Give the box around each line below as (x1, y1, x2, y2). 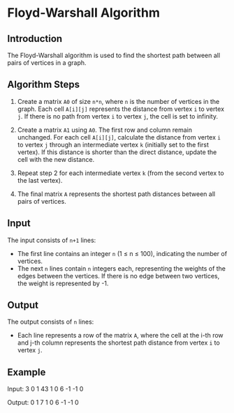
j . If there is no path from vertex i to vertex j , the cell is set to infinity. (17, 112, 219, 120)
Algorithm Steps (7, 79, 80, 91)
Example (7, 366, 46, 378)
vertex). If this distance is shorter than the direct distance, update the (17, 148, 217, 156)
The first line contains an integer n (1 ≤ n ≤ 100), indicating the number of (17, 249, 228, 257)
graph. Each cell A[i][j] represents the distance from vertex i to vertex (17, 105, 225, 113)
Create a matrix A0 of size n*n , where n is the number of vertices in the (17, 97, 220, 105)
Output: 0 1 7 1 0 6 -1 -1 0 (7, 398, 79, 407)
